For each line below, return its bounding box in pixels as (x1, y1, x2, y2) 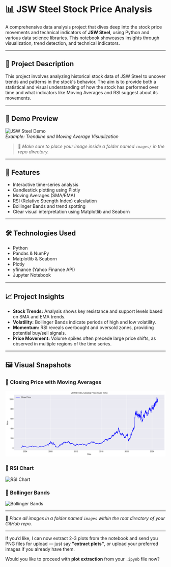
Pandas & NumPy (12, 250, 49, 257)
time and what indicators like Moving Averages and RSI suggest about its (5, 89, 158, 95)
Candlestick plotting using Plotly (12, 187, 80, 193)
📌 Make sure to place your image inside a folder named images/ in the (17, 143, 165, 149)
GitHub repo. (5, 520, 32, 527)
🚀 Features (5, 168, 40, 177)
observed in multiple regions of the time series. (12, 341, 112, 346)
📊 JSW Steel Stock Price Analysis (5, 4, 153, 15)
